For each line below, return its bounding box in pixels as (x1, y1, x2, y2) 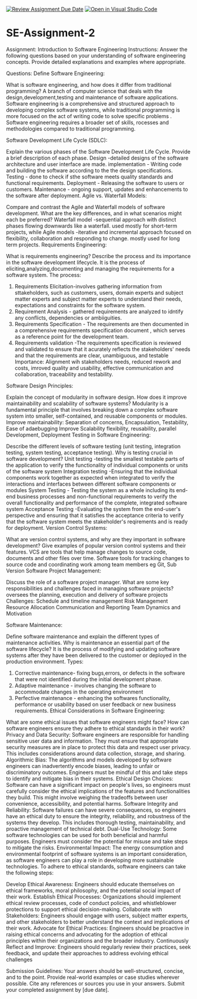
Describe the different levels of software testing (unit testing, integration (6, 442, 181, 450)
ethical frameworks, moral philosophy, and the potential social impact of (6, 887, 181, 894)
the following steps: (6, 869, 54, 876)
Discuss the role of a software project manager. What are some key (6, 578, 169, 585)
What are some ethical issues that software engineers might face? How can (6, 718, 189, 725)
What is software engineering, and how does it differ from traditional (6, 81, 172, 88)
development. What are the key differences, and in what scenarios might (6, 210, 182, 217)
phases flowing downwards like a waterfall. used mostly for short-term (6, 222, 178, 229)
